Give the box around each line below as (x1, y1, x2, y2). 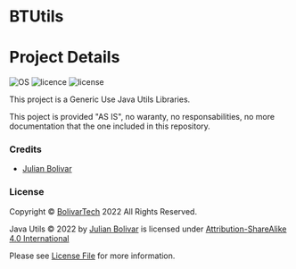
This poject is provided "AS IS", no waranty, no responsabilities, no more (9, 112, 275, 122)
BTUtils (9, 6, 64, 27)
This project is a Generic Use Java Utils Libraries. (9, 94, 191, 105)
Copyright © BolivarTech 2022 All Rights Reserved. (9, 206, 198, 216)
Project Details (9, 47, 120, 68)
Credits (9, 143, 42, 156)
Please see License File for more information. (9, 250, 176, 261)
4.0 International (9, 232, 70, 243)
